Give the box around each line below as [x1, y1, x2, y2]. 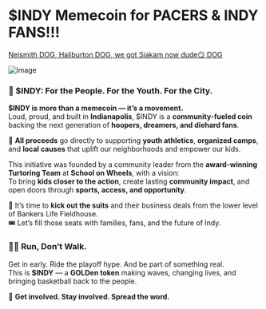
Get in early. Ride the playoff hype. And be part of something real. [8, 259, 225, 269]
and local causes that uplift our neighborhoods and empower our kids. [8, 145, 241, 154]
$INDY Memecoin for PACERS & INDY [8, 6, 259, 25]
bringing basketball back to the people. [8, 276, 137, 286]
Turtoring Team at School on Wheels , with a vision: [8, 168, 180, 178]
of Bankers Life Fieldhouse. [8, 209, 98, 219]
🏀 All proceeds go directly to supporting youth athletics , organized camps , [8, 136, 259, 145]
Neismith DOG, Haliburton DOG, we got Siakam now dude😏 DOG [8, 50, 223, 59]
